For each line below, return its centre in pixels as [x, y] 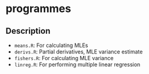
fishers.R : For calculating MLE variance [64, 58]
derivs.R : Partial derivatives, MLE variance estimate [78, 52]
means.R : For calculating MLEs [51, 45]
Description [28, 31]
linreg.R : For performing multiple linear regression [77, 64]
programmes [38, 9]
